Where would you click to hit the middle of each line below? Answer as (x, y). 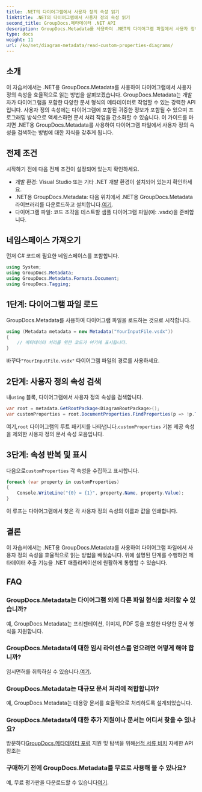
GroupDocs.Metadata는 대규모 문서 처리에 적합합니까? (83, 688)
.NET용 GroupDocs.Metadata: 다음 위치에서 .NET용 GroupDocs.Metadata (104, 197)
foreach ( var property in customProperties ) (63, 482)
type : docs (20, 34)
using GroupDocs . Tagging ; (38, 284)
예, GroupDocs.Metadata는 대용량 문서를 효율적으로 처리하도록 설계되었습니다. (99, 703)
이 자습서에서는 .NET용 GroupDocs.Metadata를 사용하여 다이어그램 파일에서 (96, 547)
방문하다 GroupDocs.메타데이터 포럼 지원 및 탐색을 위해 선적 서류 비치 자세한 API (100, 743)
